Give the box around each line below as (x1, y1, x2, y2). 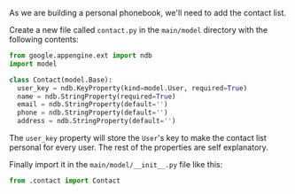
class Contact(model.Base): (9, 75, 113, 84)
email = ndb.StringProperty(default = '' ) (17, 100, 168, 109)
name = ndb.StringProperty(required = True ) (17, 92, 176, 101)
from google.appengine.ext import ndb (9, 51, 152, 60)
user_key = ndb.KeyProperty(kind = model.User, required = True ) (17, 83, 248, 92)
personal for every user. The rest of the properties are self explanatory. (9, 142, 268, 152)
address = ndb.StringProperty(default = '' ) (17, 117, 176, 126)
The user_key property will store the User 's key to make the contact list (9, 133, 268, 143)
